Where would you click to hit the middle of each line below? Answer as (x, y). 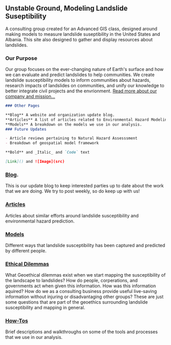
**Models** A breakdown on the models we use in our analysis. (74, 125)
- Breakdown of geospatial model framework (52, 143)
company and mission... (30, 96)
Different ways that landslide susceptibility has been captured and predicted (85, 245)
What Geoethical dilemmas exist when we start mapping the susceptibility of (85, 275)
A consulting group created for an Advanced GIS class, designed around (81, 29)
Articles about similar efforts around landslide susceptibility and (72, 215)
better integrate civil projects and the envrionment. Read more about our (81, 91)
